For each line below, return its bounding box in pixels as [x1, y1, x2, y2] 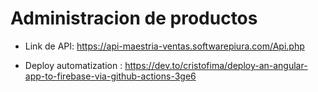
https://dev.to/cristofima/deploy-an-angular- [124, 59, 308, 71]
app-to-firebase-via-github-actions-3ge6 [24, 70, 197, 82]
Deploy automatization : [24, 59, 123, 71]
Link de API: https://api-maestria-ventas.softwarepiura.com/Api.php [24, 40, 305, 52]
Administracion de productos [10, 7, 258, 30]
